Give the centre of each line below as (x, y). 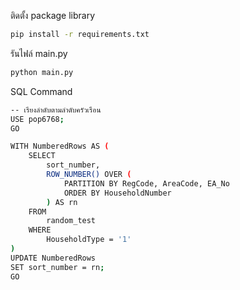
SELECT (42, 156)
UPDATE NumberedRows (53, 258)
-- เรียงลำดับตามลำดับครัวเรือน (56, 110)
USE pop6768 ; (37, 119)
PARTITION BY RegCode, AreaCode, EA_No (146, 183)
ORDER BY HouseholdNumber (117, 193)
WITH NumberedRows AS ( (60, 146)
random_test (71, 221)
